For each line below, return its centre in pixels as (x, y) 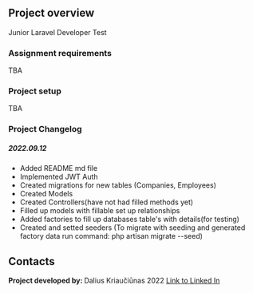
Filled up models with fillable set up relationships (100, 211)
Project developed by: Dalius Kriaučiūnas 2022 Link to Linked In (114, 281)
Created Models (46, 194)
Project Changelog (45, 129)
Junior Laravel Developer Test (57, 32)
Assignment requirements (60, 53)
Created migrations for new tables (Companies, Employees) (118, 185)
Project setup (35, 91)
